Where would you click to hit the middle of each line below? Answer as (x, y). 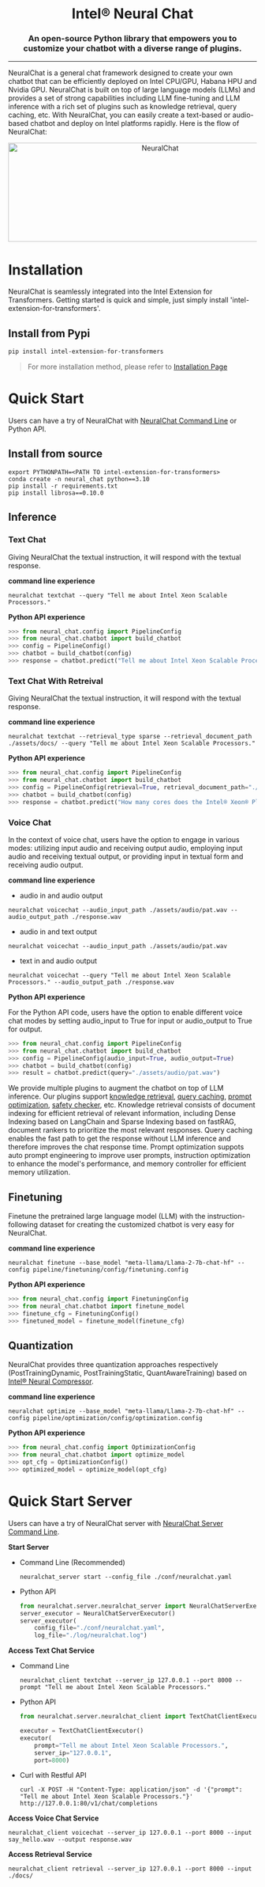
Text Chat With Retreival (56, 681)
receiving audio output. (46, 864)
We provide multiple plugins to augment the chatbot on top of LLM (116, 1088)
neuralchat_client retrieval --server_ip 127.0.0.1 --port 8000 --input (130, 1869)
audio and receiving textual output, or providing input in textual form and (126, 856)
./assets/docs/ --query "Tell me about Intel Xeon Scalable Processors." (132, 744)
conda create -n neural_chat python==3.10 (79, 479)
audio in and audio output (61, 895)
